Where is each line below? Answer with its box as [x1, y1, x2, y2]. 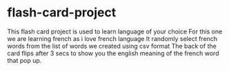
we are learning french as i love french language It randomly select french [7, 34, 218, 42]
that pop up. [7, 56, 42, 64]
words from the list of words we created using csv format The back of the [7, 42, 217, 50]
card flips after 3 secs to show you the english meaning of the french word [7, 49, 219, 57]
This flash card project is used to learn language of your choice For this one [7, 27, 223, 35]
